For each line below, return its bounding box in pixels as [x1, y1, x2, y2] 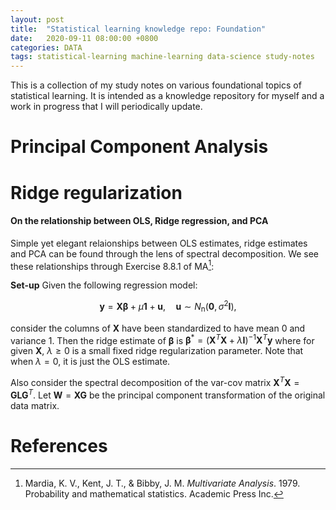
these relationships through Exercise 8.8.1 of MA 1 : [10, 258, 215, 272]
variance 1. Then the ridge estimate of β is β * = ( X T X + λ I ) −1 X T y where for [10, 332, 315, 346]
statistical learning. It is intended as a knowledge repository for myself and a [10, 90, 325, 102]
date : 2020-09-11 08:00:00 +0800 [10, 33, 159, 43]
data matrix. [10, 399, 60, 411]
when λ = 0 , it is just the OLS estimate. [10, 356, 171, 368]
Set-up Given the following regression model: [10, 279, 198, 291]
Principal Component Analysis [10, 136, 269, 158]
